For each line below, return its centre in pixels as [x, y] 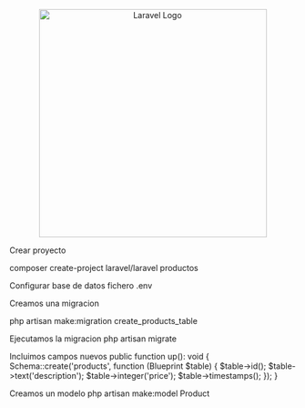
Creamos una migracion [55, 303]
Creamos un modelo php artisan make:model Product [110, 393]
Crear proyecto [38, 250]
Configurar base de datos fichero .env [81, 286]
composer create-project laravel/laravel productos [104, 268]
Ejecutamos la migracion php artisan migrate [93, 339]
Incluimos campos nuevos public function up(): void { [109, 356]
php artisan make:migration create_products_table [104, 321]
